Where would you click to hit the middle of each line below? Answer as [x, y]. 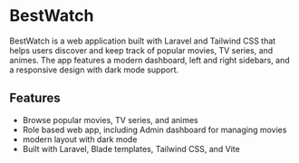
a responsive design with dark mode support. [94, 70]
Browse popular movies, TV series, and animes [111, 120]
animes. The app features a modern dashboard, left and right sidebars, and [149, 60]
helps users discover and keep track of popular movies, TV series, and [141, 50]
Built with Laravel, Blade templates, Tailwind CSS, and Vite [131, 149]
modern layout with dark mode [80, 139]
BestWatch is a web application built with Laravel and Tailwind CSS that [143, 41]
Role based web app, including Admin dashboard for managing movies [154, 129]
